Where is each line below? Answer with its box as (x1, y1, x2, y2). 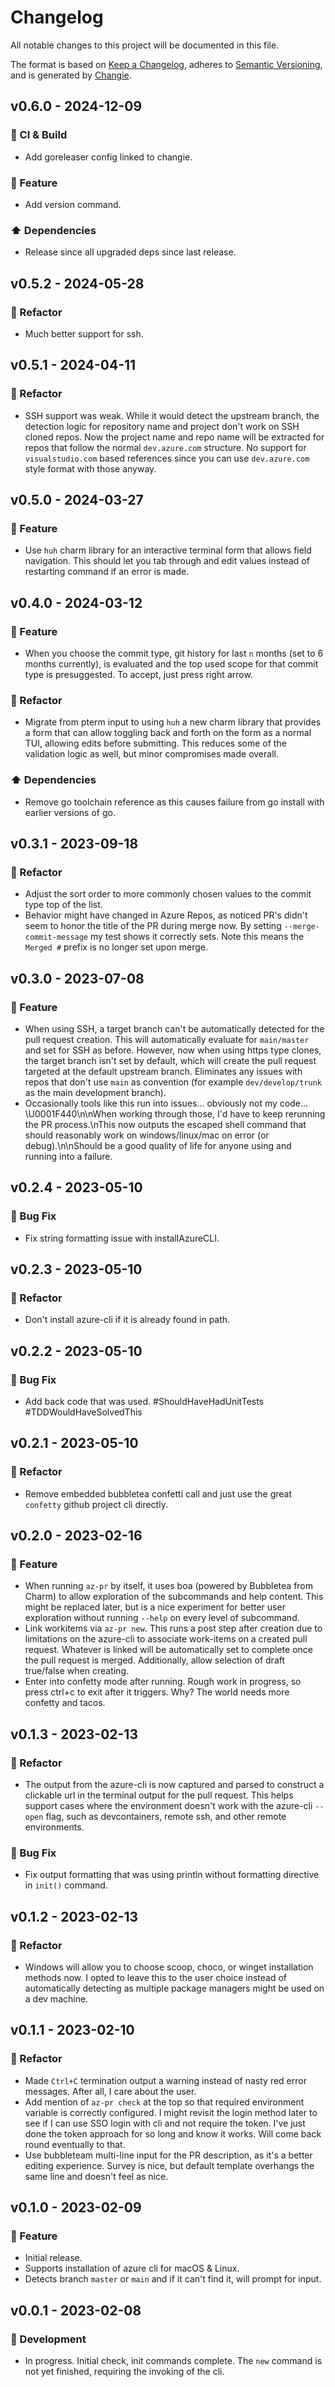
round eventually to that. (24, 2138, 126, 2150)
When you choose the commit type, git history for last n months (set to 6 (24, 647, 324, 659)
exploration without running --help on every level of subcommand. (24, 1612, 300, 1624)
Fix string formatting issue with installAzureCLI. (24, 1232, 220, 1244)
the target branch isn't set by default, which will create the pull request (24, 1054, 317, 1066)
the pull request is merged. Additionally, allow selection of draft (24, 1654, 286, 1666)
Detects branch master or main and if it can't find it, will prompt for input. (24, 2273, 322, 2285)
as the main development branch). (24, 1086, 167, 1098)
